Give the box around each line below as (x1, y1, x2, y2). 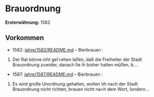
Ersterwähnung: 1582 (5, 19, 51, 25)
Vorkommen (5, 34, 44, 42)
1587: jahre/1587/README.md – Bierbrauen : (12, 71, 103, 77)
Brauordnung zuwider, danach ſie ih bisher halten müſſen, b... (12, 61, 138, 67)
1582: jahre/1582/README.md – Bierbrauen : (12, 47, 103, 52)
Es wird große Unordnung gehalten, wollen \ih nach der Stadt (12, 81, 138, 87)
